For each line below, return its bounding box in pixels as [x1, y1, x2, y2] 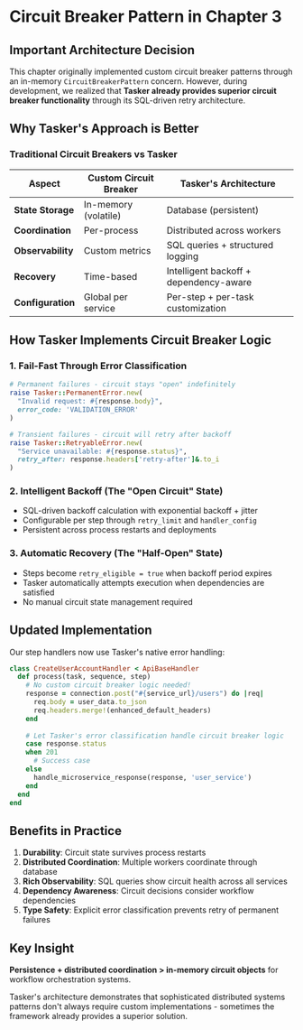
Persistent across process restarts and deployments [22, 524, 216, 535]
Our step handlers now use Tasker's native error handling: [9, 646, 225, 657]
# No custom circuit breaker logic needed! [25, 681, 192, 690]
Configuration [14, 296, 76, 309]
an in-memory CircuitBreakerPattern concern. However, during [9, 76, 248, 87]
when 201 [25, 747, 59, 757]
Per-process [84, 224, 139, 237]
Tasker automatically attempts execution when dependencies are [22, 577, 265, 588]
